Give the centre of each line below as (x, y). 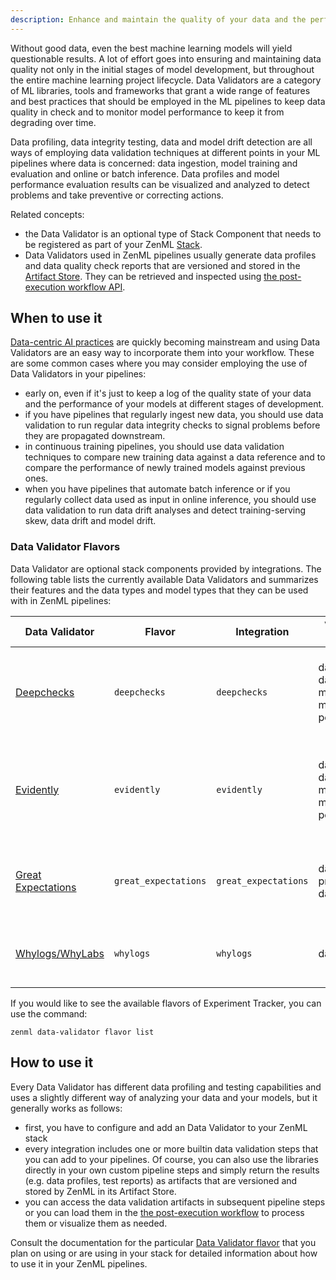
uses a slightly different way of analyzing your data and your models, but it (164, 1097)
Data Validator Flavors (65, 547)
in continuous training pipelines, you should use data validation (154, 447)
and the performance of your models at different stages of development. (174, 404)
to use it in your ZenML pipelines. (79, 1263)
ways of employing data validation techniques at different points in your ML (165, 152)
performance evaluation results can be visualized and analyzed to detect (160, 184)
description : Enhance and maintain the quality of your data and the (158, 19)
